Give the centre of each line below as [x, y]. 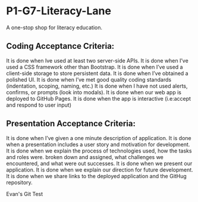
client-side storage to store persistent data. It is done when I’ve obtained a [97, 73]
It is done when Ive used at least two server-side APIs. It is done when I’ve [97, 60]
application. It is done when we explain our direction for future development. [100, 170]
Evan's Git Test [25, 194]
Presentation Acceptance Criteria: [71, 124]
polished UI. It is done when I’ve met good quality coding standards [89, 79]
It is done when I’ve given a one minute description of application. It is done [99, 138]
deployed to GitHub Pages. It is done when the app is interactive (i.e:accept [99, 98]
